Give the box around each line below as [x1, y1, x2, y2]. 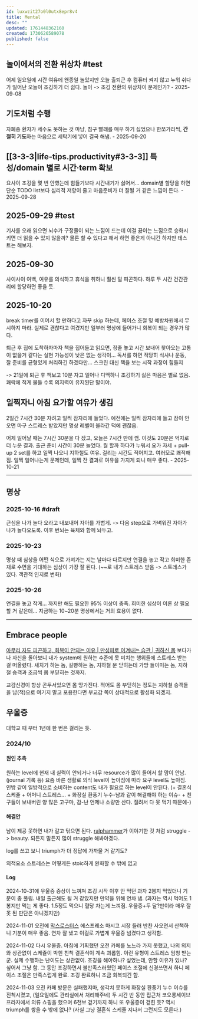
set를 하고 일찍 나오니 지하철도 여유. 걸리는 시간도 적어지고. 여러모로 [18, 449, 175, 456]
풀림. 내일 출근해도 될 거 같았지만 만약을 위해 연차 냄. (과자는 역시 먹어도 [23, 895, 189, 902]
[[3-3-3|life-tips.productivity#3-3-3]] [6, 152, 148, 162]
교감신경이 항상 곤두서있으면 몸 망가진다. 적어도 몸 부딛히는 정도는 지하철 [6, 681, 173, 688]
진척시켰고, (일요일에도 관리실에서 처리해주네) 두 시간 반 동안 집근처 [6, 991, 161, 998]
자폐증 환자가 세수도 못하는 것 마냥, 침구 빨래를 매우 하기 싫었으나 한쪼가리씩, [6, 125, 182, 133]
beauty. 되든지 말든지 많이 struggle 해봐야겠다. [11, 834, 120, 842]
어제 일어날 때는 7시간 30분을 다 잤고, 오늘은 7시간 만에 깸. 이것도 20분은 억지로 [6, 434, 190, 441]
